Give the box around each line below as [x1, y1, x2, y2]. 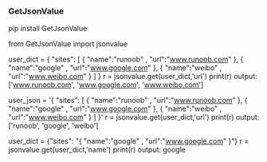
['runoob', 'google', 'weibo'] [8, 121, 99, 131]
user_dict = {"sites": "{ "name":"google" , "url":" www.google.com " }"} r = [8, 136, 249, 146]
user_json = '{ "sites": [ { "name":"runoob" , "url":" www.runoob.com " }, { [8, 96, 248, 105]
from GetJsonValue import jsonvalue [8, 39, 128, 49]
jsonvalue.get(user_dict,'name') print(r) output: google [8, 145, 186, 155]
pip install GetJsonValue [8, 24, 88, 34]
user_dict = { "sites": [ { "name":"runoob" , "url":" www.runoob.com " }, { [8, 54, 244, 65]
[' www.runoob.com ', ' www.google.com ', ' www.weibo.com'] [8, 80, 204, 89]
